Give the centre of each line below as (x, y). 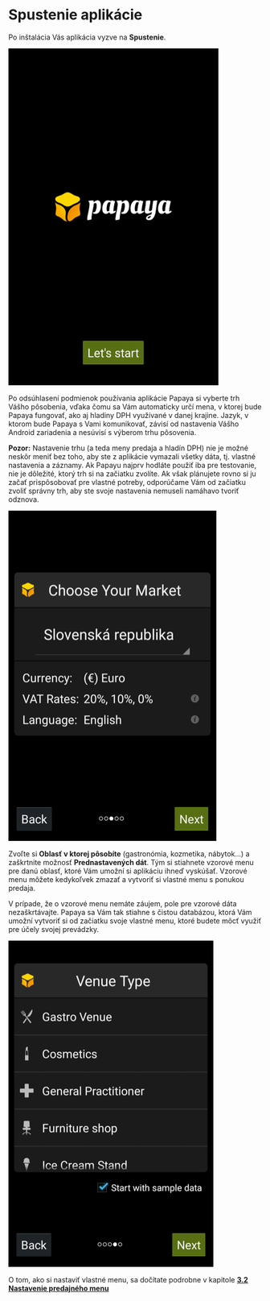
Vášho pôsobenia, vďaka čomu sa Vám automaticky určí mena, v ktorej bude (135, 406)
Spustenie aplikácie (76, 15)
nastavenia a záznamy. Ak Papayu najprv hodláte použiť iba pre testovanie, (133, 465)
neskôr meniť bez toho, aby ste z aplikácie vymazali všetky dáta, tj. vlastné (132, 456)
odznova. (24, 499)
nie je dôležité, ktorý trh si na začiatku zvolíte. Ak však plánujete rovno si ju (133, 474)
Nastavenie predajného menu (59, 1288)
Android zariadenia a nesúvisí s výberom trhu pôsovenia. (102, 432)
